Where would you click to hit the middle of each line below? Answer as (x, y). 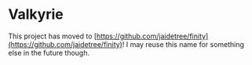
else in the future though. (49, 52)
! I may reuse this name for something (183, 44)
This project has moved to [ (53, 36)
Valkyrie (36, 14)
